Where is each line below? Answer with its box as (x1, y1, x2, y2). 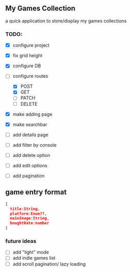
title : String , (10, 206, 40, 211)
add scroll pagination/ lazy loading (12, 261, 86, 267)
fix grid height (12, 52, 43, 59)
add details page (12, 131, 49, 138)
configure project (12, 42, 50, 48)
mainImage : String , (10, 216, 50, 221)
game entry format (5, 188, 67, 197)
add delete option (12, 152, 50, 158)
